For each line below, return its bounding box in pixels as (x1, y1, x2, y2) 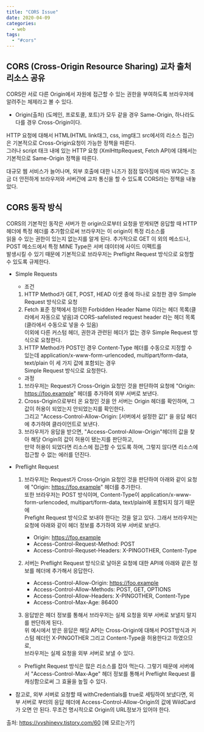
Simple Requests (15, 270, 58, 277)
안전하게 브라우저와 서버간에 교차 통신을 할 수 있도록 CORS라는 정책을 (19, 175, 185, 182)
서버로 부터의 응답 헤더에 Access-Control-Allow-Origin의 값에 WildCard (21, 698, 196, 706)
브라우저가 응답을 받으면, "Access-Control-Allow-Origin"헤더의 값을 (24, 428, 189, 435)
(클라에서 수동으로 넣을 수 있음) (24, 321, 99, 328)
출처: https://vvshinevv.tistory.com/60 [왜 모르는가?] (6, 719, 135, 726)
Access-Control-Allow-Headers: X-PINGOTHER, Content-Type (33, 592, 190, 599)
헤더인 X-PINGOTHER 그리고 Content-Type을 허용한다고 (35, 634, 172, 642)
